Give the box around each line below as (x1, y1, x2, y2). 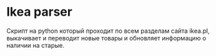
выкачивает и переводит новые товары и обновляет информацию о (6, 33, 207, 42)
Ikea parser (6, 4, 73, 20)
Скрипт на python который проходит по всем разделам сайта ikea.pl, (6, 27, 210, 35)
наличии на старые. (6, 41, 65, 49)
